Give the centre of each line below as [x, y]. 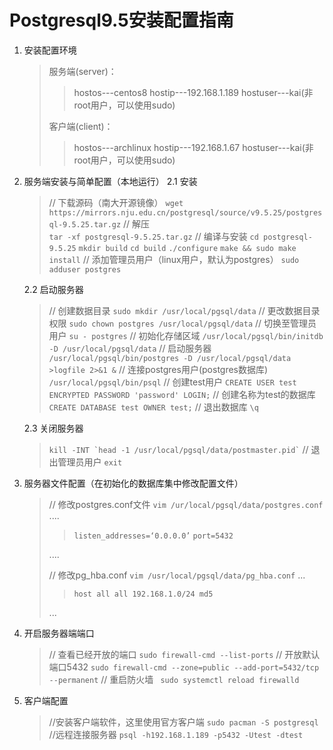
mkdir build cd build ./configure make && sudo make [187, 248]
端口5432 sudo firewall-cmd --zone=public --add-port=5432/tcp [184, 667]
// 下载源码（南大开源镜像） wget [116, 202]
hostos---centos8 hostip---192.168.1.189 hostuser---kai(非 [193, 92]
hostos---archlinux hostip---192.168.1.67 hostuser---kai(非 [193, 147]
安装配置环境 [50, 50]
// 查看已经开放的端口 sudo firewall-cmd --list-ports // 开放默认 [184, 654]
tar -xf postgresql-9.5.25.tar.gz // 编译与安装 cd [153, 236]
